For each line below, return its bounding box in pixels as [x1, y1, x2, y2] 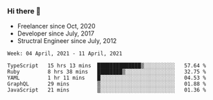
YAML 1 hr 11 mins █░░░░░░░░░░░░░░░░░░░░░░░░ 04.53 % [7, 74, 207, 82]
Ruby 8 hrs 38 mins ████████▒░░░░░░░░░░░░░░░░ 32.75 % [7, 69, 207, 76]
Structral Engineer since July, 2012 [17, 37, 117, 45]
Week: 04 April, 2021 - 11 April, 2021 [7, 50, 123, 58]
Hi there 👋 [7, 6, 42, 16]
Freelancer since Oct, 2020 [17, 22, 96, 31]
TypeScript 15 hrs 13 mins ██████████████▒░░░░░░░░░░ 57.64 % [7, 62, 207, 69]
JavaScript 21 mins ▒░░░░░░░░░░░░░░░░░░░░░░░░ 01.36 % [7, 87, 207, 94]
